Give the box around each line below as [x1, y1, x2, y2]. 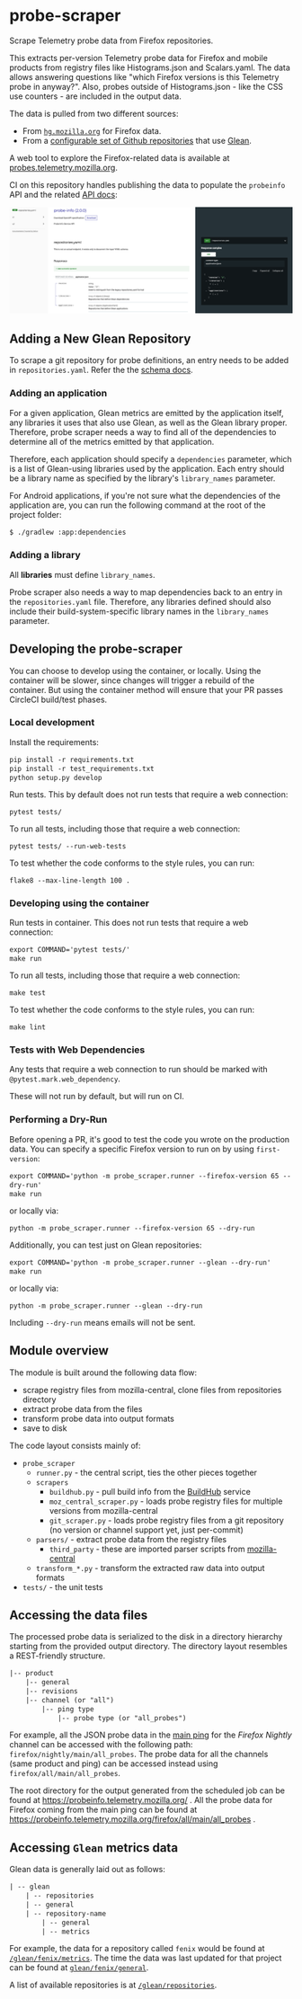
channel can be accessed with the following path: [9, 1739, 193, 1750]
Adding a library [9, 549, 81, 562]
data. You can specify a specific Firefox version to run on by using [9, 1143, 254, 1154]
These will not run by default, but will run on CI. [9, 1091, 184, 1102]
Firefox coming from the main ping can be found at [9, 1804, 198, 1816]
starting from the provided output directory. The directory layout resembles [9, 1641, 288, 1652]
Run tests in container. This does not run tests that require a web [9, 918, 249, 928]
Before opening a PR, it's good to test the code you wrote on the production [9, 1133, 290, 1144]
